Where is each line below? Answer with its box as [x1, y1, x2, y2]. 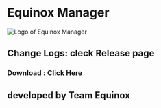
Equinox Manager [7, 5, 110, 21]
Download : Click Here [7, 68, 83, 78]
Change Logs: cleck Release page [7, 47, 155, 59]
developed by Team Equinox [7, 89, 130, 101]
